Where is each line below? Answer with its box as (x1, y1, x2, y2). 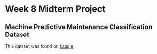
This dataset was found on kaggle (5, 43, 73, 49)
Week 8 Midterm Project (5, 3, 106, 15)
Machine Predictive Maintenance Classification (5, 23, 153, 31)
